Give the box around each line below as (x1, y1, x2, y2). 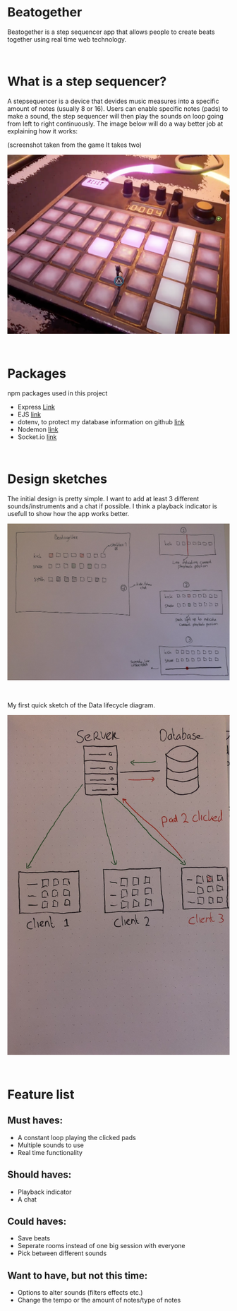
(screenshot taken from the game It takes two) (7, 140, 142, 149)
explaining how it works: (7, 126, 78, 135)
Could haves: (7, 1216, 67, 1228)
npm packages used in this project (7, 389, 108, 397)
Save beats (17, 1234, 51, 1243)
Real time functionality (17, 1148, 83, 1156)
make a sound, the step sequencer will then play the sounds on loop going (7, 112, 224, 120)
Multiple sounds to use (17, 1141, 85, 1149)
